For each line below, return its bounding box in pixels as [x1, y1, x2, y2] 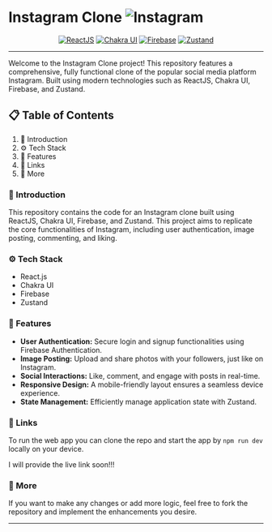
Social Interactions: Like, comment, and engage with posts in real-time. [19, 371, 261, 380]
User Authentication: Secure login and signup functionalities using [19, 337, 244, 346]
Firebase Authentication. [19, 345, 103, 354]
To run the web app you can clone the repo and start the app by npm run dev [8, 435, 263, 445]
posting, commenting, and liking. [8, 234, 117, 243]
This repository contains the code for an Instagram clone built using [8, 208, 235, 217]
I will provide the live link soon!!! [8, 459, 115, 470]
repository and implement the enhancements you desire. [8, 507, 198, 517]
